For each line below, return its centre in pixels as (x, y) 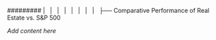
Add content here (32, 31)
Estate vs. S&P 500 (34, 18)
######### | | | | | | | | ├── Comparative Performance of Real (108, 11)
